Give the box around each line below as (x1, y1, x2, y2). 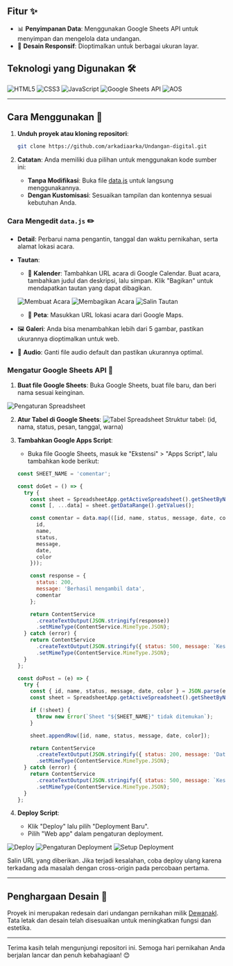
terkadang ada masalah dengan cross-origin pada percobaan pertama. (7, 864, 210, 872)
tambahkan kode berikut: (27, 457, 99, 465)
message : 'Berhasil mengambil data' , (35, 586, 146, 593)
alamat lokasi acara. (17, 242, 75, 251)
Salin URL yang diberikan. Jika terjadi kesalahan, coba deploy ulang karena (7, 856, 222, 865)
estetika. (7, 924, 32, 932)
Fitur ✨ (7, 6, 38, 17)
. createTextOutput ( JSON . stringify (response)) (35, 617, 170, 624)
